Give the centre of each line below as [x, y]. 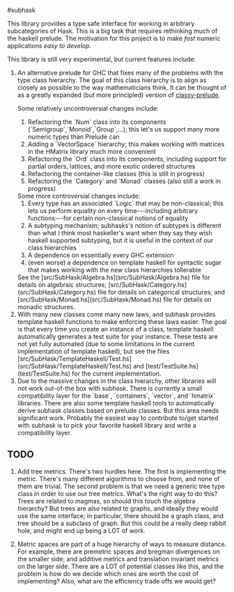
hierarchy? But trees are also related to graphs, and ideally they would [118, 508]
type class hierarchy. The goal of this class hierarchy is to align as [112, 80]
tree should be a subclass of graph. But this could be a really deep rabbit [122, 523]
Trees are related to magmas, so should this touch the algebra [106, 501]
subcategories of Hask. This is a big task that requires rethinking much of [112, 31]
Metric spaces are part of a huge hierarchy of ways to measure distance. [122, 544]
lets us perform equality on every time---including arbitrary [113, 211]
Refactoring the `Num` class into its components [97, 122]
